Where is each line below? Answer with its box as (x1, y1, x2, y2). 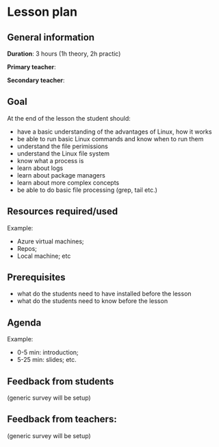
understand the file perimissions (16, 142, 108, 150)
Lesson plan (7, 4, 78, 20)
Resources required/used (7, 206, 118, 217)
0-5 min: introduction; (16, 348, 79, 357)
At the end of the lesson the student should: (7, 114, 131, 122)
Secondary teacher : (7, 76, 65, 84)
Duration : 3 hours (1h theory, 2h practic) (7, 49, 121, 58)
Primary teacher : (7, 63, 56, 71)
